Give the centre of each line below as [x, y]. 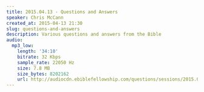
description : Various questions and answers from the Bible [84, 34]
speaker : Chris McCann [35, 18]
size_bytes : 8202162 [43, 74]
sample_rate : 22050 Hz [46, 62]
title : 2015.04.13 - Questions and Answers [62, 12]
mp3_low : [23, 46]
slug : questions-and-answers [43, 29]
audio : [15, 40]
